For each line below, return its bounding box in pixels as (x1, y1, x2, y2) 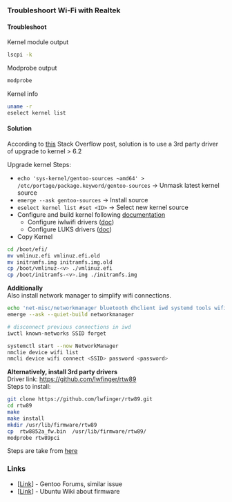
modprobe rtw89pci (7, 434, 60, 441)
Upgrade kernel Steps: (7, 160, 71, 168)
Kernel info (7, 89, 39, 98)
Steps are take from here (7, 447, 78, 455)
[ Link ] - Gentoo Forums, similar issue (17, 479, 123, 488)
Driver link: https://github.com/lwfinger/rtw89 (7, 375, 137, 383)
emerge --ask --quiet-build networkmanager (7, 311, 135, 318)
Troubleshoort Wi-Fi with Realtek (7, 6, 121, 15)
